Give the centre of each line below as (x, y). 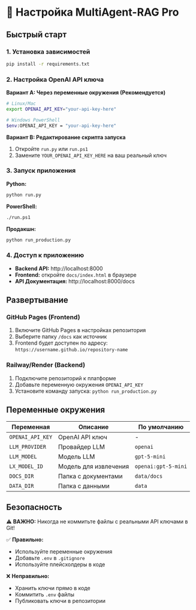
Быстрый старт (37, 35)
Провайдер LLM (81, 446)
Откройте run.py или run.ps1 (52, 149)
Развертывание (37, 300)
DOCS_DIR (22, 476)
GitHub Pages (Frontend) (43, 317)
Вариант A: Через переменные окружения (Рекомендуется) (86, 93)
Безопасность (34, 507)
